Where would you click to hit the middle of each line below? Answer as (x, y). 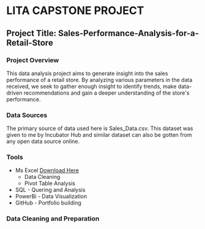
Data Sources (27, 115)
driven (14, 93)
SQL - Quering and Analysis (50, 190)
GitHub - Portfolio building (48, 203)
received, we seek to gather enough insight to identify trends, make (91, 86)
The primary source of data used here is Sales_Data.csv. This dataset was (100, 128)
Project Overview (33, 60)
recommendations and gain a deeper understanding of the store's (106, 93)
